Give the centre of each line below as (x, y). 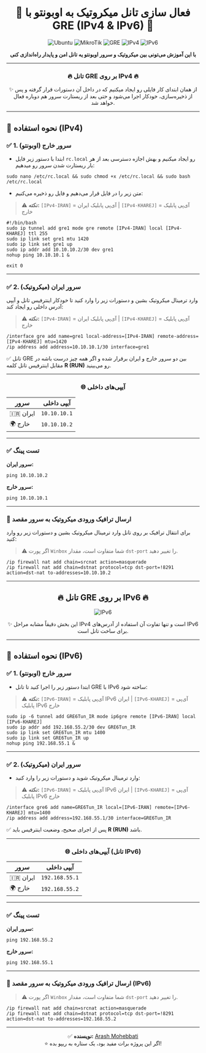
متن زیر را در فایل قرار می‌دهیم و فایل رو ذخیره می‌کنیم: (79, 193)
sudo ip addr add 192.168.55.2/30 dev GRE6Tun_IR (71, 727)
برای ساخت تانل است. (103, 630)
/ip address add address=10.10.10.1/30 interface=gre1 (78, 347)
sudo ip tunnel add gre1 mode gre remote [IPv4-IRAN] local (85, 228)
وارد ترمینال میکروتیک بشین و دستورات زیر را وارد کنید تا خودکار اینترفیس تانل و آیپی (102, 301)
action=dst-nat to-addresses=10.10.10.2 (59, 573)
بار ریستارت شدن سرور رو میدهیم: (55, 165)
